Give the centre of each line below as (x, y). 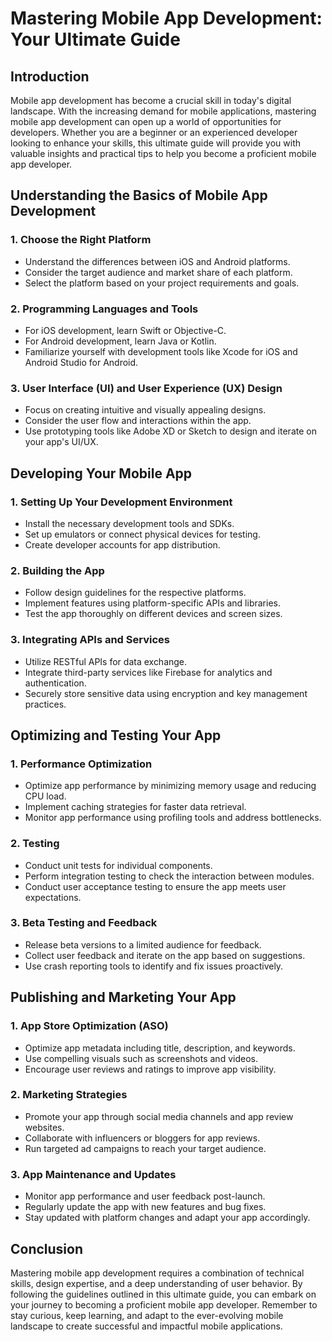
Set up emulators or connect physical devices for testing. (142, 534)
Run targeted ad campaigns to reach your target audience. (145, 1148)
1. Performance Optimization (81, 764)
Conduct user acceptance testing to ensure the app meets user (155, 886)
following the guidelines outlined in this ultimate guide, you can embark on (163, 1294)
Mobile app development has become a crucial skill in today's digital (151, 100)
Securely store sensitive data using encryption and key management (166, 693)
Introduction (50, 76)
